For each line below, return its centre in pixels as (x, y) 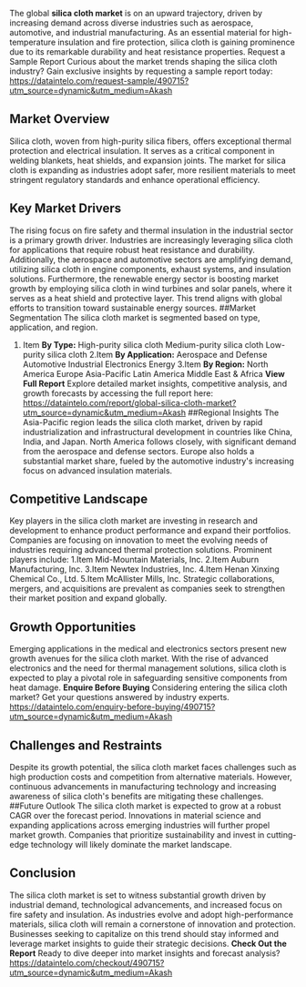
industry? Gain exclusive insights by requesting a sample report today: (141, 71)
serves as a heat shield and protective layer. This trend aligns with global (146, 298)
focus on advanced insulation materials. (97, 470)
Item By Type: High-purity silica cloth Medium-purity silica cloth (143, 344)
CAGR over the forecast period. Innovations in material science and (135, 816)
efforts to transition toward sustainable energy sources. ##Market (133, 308)
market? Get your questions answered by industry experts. (119, 697)
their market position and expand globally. (88, 598)
